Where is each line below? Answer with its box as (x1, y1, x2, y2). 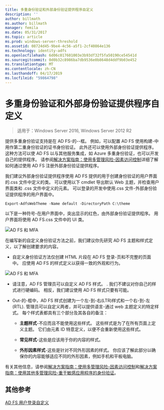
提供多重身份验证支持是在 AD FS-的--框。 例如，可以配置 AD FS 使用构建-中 (5, 138, 159, 144)
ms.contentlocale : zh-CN (5, 67, 56, 72)
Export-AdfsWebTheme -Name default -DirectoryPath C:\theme (5, 201, 131, 206)
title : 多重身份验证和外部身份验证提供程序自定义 (5, 7, 94, 12)
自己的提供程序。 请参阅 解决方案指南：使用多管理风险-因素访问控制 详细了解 (5, 156, 159, 162)
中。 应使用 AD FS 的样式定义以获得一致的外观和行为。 (12, 260, 123, 266)
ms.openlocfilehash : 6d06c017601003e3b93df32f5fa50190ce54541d (5, 52, 137, 58)
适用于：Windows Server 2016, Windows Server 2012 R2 (17, 128, 132, 133)
